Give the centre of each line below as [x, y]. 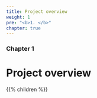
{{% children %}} [27, 90]
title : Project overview [37, 12]
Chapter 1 [20, 49]
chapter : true [24, 28]
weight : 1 [18, 17]
